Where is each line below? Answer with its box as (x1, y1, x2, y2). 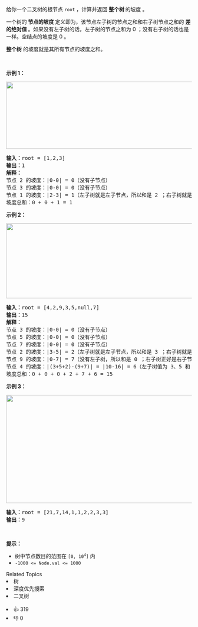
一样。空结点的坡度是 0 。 (6, 33, 70, 40)
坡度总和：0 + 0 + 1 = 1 (6, 199, 72, 205)
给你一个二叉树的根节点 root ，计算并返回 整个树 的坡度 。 (6, 6, 148, 12)
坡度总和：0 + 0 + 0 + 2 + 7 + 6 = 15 (6, 371, 113, 377)
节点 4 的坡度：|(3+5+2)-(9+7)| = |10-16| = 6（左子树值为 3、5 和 (6, 363, 190, 370)
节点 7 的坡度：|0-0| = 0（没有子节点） (6, 341, 111, 348)
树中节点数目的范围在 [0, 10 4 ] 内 (14, 553, 95, 560)
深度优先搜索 (14, 585, 45, 592)
